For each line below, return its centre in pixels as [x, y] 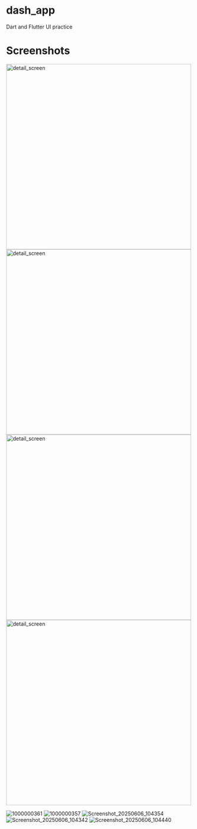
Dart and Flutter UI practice [39, 27]
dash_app [30, 10]
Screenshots [38, 51]
